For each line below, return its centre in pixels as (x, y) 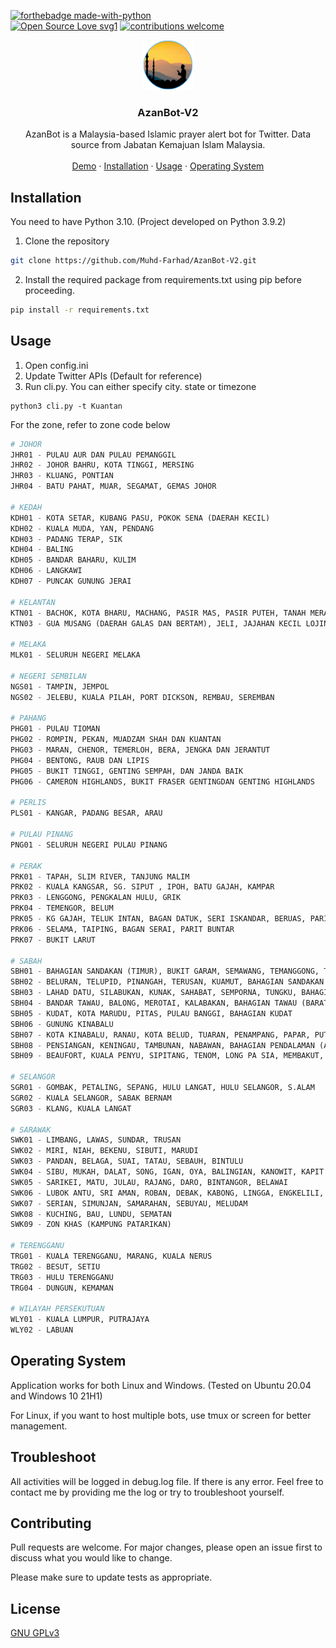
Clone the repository (67, 241)
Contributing (51, 1523)
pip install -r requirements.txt (80, 310)
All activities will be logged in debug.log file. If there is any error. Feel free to (167, 1481)
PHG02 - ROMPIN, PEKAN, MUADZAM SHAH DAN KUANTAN (116, 740)
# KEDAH (26, 507)
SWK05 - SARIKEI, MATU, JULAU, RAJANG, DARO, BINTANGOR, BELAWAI (149, 1182)
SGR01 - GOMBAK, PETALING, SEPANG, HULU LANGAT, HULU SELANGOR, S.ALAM (162, 1088)
